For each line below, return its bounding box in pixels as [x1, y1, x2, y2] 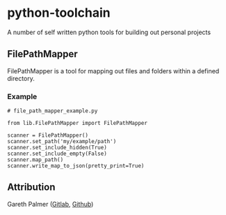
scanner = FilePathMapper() [7, 132, 89, 139]
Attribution [7, 181, 56, 193]
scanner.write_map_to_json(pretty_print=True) [7, 163, 145, 170]
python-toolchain [7, 5, 111, 21]
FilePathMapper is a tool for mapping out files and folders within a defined [7, 66, 220, 75]
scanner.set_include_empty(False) [7, 150, 108, 158]
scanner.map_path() [7, 156, 64, 163]
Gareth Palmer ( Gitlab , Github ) [7, 200, 94, 208]
